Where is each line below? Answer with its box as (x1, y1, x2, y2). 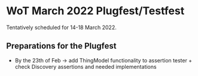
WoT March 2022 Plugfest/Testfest (6, 4, 185, 18)
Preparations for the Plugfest (6, 41, 117, 51)
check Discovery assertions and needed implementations (14, 63, 157, 70)
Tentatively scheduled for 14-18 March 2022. (6, 24, 117, 31)
